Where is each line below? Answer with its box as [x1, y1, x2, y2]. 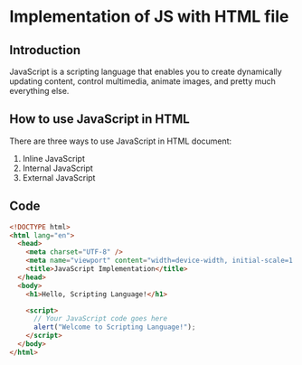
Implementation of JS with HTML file [9, 6, 289, 27]
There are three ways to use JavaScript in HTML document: [9, 136, 232, 146]
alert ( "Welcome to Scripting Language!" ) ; [33, 323, 196, 332]
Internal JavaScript [22, 163, 93, 173]
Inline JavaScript [22, 153, 86, 164]
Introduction [9, 42, 81, 58]
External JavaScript [22, 172, 96, 182]
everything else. [9, 86, 70, 96]
